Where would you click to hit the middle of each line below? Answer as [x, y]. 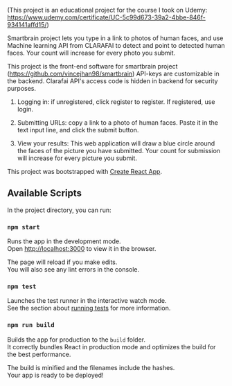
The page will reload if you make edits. [62, 262]
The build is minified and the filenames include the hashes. [91, 367]
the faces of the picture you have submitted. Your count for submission [118, 151]
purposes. [22, 88]
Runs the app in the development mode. [64, 241]
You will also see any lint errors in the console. [73, 270]
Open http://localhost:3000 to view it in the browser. [82, 249]
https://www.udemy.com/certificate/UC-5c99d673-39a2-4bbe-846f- [106, 17]
